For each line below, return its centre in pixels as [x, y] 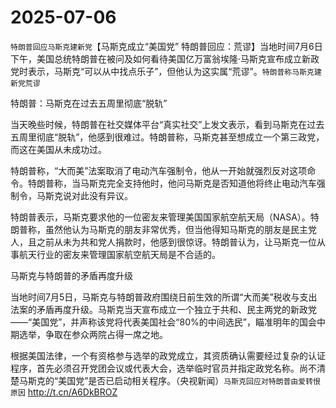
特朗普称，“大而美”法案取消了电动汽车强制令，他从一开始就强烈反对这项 [159, 170]
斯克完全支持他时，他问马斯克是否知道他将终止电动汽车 [202, 183]
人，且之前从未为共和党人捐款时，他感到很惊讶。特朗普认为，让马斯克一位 [163, 242]
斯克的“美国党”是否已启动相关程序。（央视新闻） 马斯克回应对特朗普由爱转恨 [174, 380]
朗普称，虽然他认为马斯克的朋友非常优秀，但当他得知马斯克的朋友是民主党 [163, 229]
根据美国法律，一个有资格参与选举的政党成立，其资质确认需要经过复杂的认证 [168, 355]
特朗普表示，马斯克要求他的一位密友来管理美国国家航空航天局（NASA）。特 [165, 217]
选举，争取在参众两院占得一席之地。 [93, 334]
